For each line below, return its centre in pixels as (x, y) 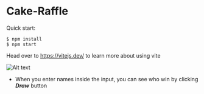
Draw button (31, 86)
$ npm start (21, 44)
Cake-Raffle (37, 11)
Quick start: (21, 28)
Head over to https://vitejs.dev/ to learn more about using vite (83, 55)
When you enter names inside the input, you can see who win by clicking (107, 79)
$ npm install (24, 39)
